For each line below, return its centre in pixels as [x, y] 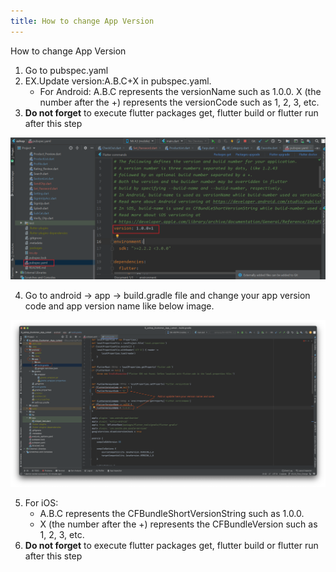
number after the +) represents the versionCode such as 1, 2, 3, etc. [179, 102]
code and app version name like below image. [119, 306]
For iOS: [41, 503]
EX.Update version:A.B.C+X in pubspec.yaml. [118, 81]
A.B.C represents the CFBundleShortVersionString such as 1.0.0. [172, 514]
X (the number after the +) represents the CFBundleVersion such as [178, 524]
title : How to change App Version [82, 21]
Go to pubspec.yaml [66, 70]
